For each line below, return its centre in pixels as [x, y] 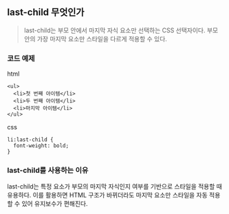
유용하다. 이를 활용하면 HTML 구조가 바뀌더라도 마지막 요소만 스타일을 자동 [107, 195]
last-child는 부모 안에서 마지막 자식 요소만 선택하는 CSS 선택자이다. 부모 [121, 30]
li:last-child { [30, 140]
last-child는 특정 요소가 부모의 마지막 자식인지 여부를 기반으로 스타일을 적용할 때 [115, 186]
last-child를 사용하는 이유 [48, 171]
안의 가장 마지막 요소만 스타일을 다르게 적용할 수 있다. [95, 39]
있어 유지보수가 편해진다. [55, 204]
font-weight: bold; [41, 146]
